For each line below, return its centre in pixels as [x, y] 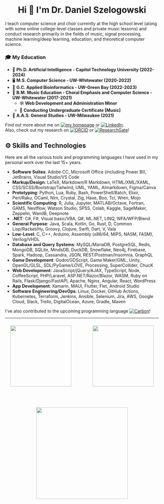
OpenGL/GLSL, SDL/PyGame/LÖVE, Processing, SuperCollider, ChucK [83, 265]
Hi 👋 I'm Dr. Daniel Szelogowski [82, 10]
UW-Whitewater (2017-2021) [42, 98]
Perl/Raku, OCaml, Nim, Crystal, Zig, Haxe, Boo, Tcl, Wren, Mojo [76, 198]
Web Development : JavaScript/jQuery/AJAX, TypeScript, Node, [76, 271]
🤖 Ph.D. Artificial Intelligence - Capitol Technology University [75, 70]
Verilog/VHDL [26, 239]
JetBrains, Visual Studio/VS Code [46, 177]
